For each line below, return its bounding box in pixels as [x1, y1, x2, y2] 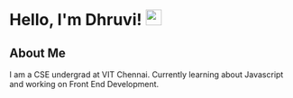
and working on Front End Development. [9, 79, 160, 89]
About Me [9, 45, 66, 60]
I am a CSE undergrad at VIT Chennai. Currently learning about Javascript [9, 69, 284, 80]
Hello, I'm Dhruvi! [9, 10, 142, 31]
